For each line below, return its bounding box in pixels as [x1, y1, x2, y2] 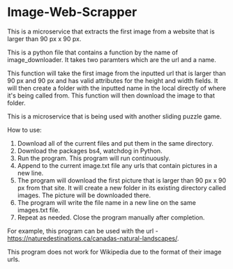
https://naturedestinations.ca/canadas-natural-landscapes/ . [7, 234, 179, 243]
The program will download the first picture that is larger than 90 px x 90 [17, 176, 227, 185]
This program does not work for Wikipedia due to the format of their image [7, 247, 222, 256]
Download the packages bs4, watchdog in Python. [17, 146, 163, 155]
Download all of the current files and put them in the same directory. [17, 139, 214, 147]
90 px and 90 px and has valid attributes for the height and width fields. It [7, 76, 218, 84]
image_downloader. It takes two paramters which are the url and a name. [7, 55, 216, 63]
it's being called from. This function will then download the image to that [7, 91, 215, 100]
